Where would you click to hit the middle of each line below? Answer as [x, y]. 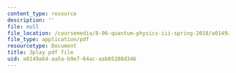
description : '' [31, 20]
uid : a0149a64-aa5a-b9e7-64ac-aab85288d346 [72, 59]
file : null [23, 26]
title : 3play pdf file [40, 53]
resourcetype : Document [42, 46]
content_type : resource [42, 14]
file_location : [29, 33]
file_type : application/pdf [48, 40]
